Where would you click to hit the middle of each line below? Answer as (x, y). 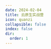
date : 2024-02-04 (23, 10)
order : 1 (19, 39)
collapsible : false (26, 24)
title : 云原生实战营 (24, 15)
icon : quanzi (19, 19)
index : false (19, 29)
